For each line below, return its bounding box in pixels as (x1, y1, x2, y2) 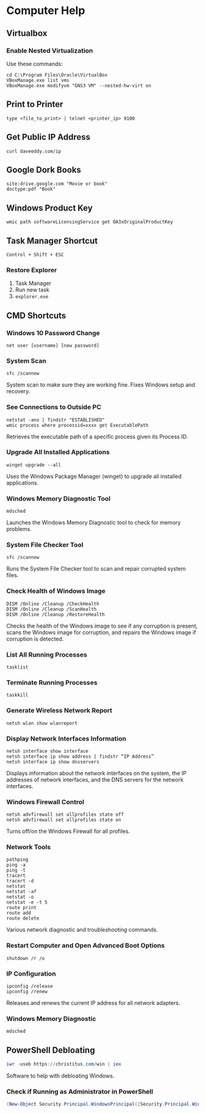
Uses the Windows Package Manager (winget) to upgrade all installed (6, 473, 182, 480)
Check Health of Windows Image (6, 587, 106, 595)
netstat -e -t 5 (6, 899, 48, 905)
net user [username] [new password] (6, 343, 99, 349)
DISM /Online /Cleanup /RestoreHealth (6, 611, 105, 617)
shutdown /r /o (6, 955, 45, 962)
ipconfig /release (6, 984, 53, 990)
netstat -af (6, 889, 37, 895)
